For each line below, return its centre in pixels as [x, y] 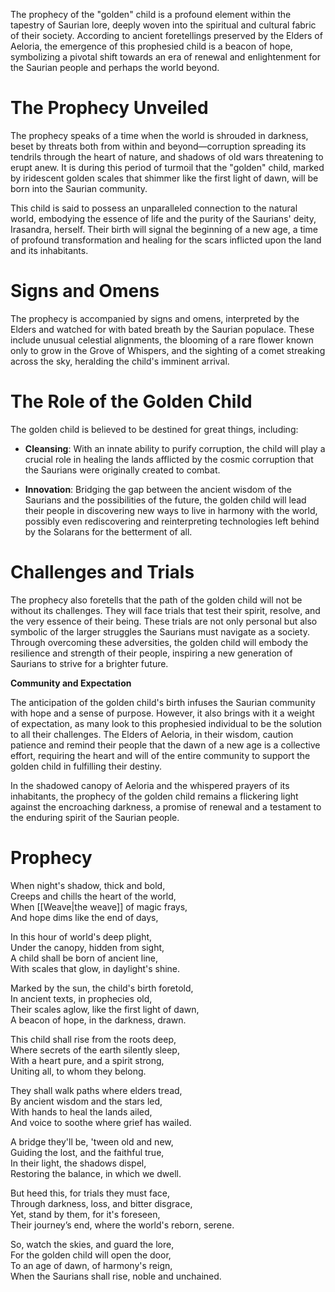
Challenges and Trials [102, 572]
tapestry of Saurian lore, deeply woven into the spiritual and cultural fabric [163, 25]
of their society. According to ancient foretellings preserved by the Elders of [166, 35]
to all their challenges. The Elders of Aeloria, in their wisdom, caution [152, 734]
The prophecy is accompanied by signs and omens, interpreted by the [155, 318]
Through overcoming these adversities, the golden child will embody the [159, 642]
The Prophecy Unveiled [109, 108]
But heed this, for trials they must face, [90, 1193]
